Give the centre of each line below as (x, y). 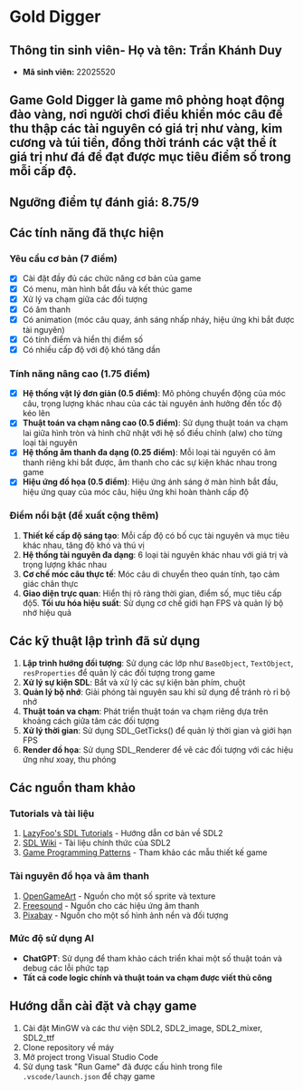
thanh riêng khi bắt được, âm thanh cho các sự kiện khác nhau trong (150, 463)
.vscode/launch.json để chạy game (89, 1076)
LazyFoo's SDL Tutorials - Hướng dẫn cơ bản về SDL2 (123, 833)
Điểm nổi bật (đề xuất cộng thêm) (84, 516)
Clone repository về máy (68, 1047)
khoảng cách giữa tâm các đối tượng (91, 721)
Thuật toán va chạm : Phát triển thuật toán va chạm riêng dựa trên (145, 711)
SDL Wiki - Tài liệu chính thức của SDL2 (96, 843)
